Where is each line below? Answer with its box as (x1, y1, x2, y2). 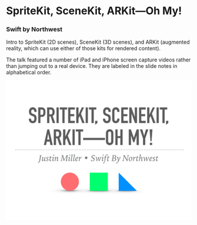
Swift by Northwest (6, 25, 63, 34)
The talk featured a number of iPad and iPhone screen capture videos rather (6, 56, 191, 63)
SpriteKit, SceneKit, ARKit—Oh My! (6, 4, 182, 18)
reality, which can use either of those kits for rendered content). (6, 45, 161, 52)
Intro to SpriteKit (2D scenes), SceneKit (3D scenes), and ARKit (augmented (6, 38, 190, 45)
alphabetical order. (6, 69, 52, 76)
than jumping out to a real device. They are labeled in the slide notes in (6, 63, 178, 70)
